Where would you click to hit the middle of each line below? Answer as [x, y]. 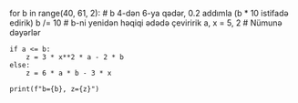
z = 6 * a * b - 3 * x [69, 73]
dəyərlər [25, 32]
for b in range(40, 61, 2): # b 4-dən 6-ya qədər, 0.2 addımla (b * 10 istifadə [149, 13]
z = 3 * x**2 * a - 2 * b [75, 57]
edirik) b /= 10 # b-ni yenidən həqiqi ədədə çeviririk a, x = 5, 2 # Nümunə [146, 23]
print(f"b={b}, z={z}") [55, 89]
